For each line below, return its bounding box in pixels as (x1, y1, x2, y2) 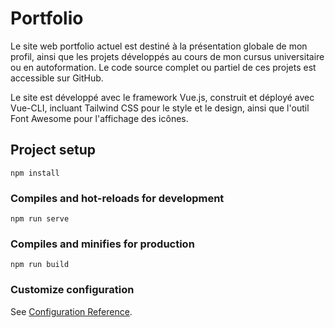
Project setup (10, 142, 97, 159)
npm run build (10, 260, 70, 270)
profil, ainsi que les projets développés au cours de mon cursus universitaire (10, 50, 325, 62)
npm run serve (10, 214, 70, 224)
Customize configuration (10, 283, 135, 297)
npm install (10, 168, 60, 178)
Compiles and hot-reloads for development (10, 191, 225, 205)
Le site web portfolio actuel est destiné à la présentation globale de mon (10, 40, 308, 52)
